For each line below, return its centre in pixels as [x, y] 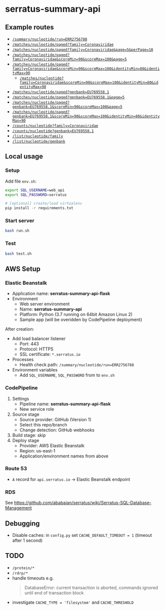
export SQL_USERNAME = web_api [35, 190]
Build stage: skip [29, 435]
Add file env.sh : [21, 181]
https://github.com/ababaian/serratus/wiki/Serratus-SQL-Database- [83, 503]
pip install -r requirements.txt [39, 208]
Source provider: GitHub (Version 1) [55, 419]
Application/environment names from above [64, 456]
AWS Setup [23, 269]
